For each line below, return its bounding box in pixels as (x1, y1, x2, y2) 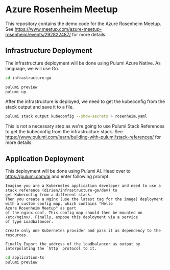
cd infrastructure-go (5, 75, 52, 80)
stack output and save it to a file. (5, 104, 74, 110)
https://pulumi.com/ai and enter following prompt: (5, 173, 110, 180)
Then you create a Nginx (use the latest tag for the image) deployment (5, 197, 163, 202)
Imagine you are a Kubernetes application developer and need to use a (5, 183, 161, 189)
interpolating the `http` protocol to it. (5, 246, 97, 252)
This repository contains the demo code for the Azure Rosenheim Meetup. (5, 20, 162, 27)
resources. (5, 233, 29, 238)
